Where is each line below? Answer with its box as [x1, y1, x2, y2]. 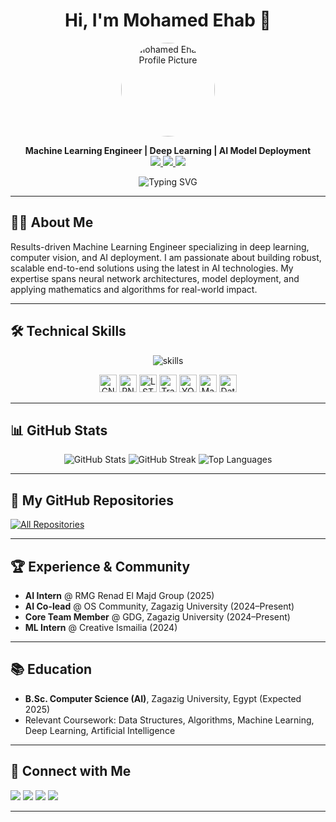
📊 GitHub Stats [10, 422, 108, 439]
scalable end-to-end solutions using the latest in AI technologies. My [10, 262, 294, 274]
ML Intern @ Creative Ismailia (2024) [24, 622, 178, 633]
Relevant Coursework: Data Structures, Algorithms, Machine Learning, [24, 714, 315, 726]
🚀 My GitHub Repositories [10, 492, 174, 509]
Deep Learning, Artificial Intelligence [24, 724, 176, 736]
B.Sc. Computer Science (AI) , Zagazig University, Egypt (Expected [24, 692, 302, 704]
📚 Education [10, 661, 93, 678]
